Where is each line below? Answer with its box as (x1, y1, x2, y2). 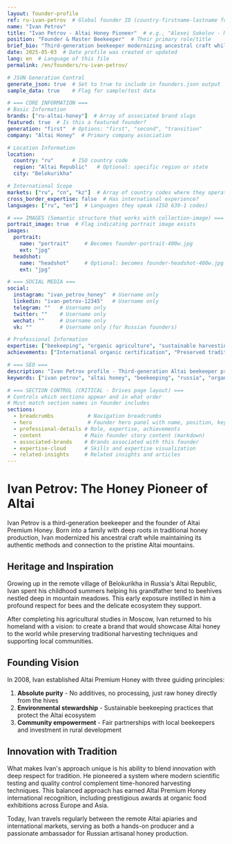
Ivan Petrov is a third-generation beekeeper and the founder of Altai (7, 519, 200, 527)
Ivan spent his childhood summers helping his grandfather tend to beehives (7, 586, 222, 595)
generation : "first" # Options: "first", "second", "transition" (7, 125, 202, 132)
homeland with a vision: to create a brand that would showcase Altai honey (7, 622, 221, 631)
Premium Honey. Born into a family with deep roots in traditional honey (7, 526, 209, 534)
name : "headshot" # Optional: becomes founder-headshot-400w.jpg (19, 259, 224, 267)
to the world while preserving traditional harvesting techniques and (7, 629, 198, 638)
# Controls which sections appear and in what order (7, 393, 162, 401)
